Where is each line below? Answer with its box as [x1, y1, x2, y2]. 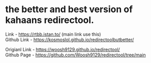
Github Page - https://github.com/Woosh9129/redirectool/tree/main [5, 52, 146, 58]
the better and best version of [5, 4, 133, 15]
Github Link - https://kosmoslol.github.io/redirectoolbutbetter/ [5, 37, 134, 43]
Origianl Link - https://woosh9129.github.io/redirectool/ [5, 46, 120, 52]
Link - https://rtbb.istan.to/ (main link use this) [5, 31, 101, 37]
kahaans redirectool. [5, 14, 94, 26]
